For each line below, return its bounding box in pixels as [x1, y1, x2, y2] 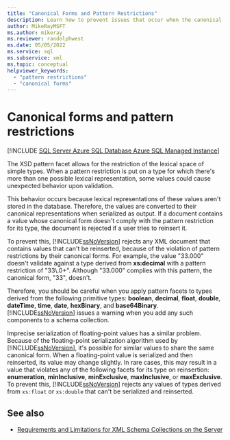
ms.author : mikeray [7, 29, 63, 36]
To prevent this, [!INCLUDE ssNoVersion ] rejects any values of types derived [7, 380, 221, 389]
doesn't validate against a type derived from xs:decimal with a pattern [7, 259, 207, 268]
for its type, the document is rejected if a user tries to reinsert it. [7, 224, 188, 233]
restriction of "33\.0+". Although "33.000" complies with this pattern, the [7, 266, 212, 274]
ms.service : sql [7, 49, 53, 55]
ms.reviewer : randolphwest [7, 36, 84, 42]
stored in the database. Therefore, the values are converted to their [7, 203, 197, 211]
